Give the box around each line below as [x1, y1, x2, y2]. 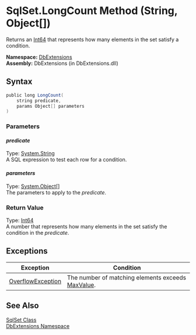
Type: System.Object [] [6, 183, 60, 190]
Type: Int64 [6, 217, 34, 224]
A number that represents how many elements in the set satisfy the [6, 223, 167, 230]
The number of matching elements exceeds [66, 274, 187, 282]
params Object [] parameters [16, 103, 85, 109]
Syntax [6, 77, 33, 87]
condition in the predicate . [6, 229, 69, 236]
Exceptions [6, 246, 48, 256]
